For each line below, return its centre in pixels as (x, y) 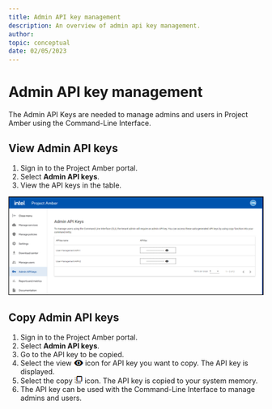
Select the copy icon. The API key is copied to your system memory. (139, 381)
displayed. (37, 371)
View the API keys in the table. (71, 185)
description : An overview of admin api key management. (104, 25)
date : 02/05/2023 (38, 51)
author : (21, 34)
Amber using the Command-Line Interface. (80, 123)
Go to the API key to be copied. (72, 354)
